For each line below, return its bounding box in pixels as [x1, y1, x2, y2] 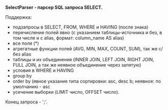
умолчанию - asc [12, 84, 50, 90]
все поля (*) [12, 40, 39, 46]
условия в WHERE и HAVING [12, 67, 74, 73]
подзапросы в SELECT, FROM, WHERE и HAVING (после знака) [12, 24, 149, 30]
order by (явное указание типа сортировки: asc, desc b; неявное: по [12, 78, 161, 84]
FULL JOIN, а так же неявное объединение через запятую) [12, 62, 142, 68]
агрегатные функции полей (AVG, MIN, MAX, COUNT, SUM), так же [12, 46, 158, 51]
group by [12, 73, 32, 78]
